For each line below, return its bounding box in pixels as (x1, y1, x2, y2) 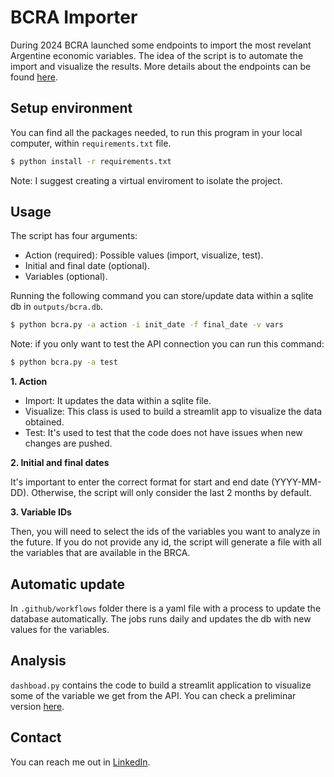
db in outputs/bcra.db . (10, 301, 104, 313)
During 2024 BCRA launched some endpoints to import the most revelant (10, 39, 312, 51)
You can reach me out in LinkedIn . (10, 756, 151, 768)
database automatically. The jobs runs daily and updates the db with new (10, 613, 312, 625)
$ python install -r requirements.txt (10, 156, 172, 166)
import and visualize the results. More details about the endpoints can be (10, 60, 312, 72)
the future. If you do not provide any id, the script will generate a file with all (10, 536, 322, 548)
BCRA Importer (10, 6, 138, 29)
